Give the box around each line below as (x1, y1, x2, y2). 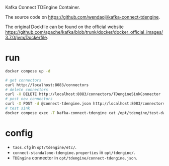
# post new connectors (5, 97, 53, 102)
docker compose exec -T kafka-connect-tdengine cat (5, 110, 116, 115)
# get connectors (5, 77, 42, 82)
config (5, 128, 33, 139)
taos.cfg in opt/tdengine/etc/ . (12, 144, 77, 150)
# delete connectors (5, 87, 49, 92)
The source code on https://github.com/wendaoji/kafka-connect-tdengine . (5, 14, 160, 20)
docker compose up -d (5, 68, 51, 73)
